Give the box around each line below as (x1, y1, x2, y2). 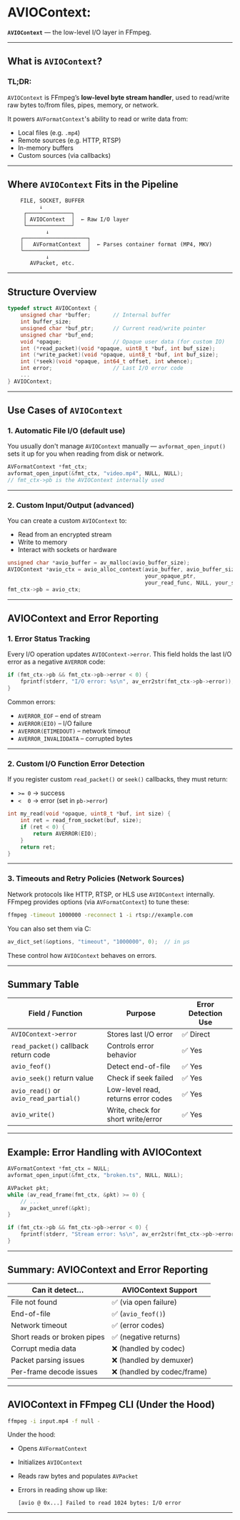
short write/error (106, 1114, 163, 1124)
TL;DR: (7, 76, 32, 86)
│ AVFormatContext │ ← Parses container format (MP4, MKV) (20, 241, 213, 249)
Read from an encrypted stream (17, 530, 112, 539)
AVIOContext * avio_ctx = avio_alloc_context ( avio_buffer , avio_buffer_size (7, 566, 238, 574)
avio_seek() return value (11, 1073, 94, 1083)
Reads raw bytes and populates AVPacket (17, 1472, 139, 1481)
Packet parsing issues (11, 1355, 85, 1365)
